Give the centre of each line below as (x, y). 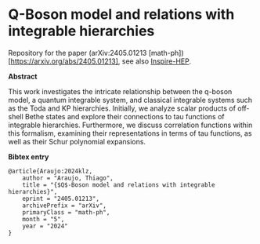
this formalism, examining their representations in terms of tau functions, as (130, 133)
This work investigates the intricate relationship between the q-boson (120, 91)
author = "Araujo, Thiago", (68, 178)
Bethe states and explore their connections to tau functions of (125, 116)
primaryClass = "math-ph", (66, 212)
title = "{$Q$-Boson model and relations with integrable (119, 185)
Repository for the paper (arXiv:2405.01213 (78, 53)
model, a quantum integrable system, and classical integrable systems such (130, 100)
